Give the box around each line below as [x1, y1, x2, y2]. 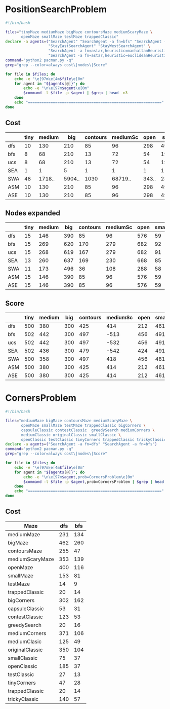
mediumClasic [8, 638, 42, 645]
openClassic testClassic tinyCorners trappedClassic [21, 437, 135, 442]
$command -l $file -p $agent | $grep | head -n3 [23, 90, 128, 96]
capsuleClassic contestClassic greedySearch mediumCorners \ [21, 427, 155, 433]
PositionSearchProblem [5, 4, 107, 15]
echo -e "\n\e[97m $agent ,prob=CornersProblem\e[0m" [23, 474, 135, 479]
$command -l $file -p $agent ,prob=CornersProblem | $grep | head [23, 479, 164, 484]
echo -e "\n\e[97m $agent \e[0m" [23, 86, 90, 91]
